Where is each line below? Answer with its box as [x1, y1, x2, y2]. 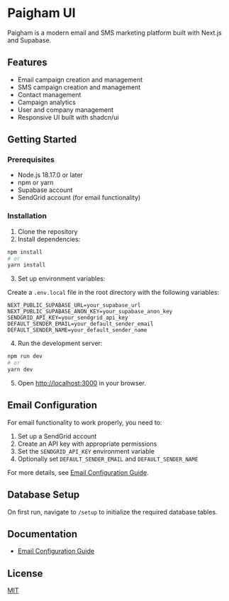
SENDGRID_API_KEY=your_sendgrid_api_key [7, 314, 129, 322]
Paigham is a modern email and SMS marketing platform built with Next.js [7, 28, 222, 37]
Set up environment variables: [17, 274, 106, 283]
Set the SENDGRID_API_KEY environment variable [17, 446, 155, 455]
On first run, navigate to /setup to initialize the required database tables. [7, 507, 218, 516]
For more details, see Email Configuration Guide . [7, 468, 149, 476]
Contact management [17, 90, 82, 99]
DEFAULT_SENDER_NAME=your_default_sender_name [7, 327, 147, 334]
